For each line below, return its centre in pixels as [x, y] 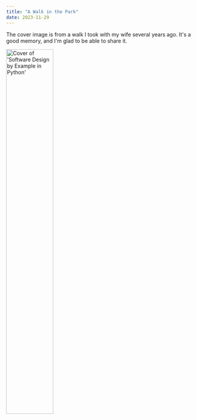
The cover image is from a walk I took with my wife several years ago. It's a [98, 34]
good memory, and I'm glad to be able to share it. [67, 41]
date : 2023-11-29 [28, 17]
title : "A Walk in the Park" [42, 12]
